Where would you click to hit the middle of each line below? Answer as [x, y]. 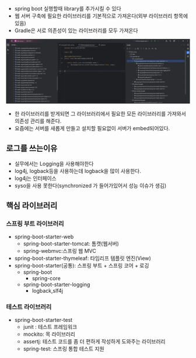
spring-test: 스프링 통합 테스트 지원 [64, 349]
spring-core [46, 279]
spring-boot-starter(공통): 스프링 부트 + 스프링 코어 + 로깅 [82, 266]
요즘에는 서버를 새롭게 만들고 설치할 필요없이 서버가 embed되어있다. [92, 128]
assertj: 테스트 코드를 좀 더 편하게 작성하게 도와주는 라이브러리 [94, 342]
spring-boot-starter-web [44, 237]
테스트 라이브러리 [29, 307]
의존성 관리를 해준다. [38, 121]
